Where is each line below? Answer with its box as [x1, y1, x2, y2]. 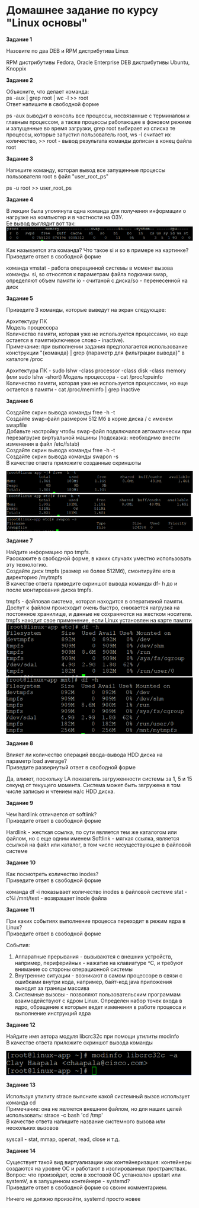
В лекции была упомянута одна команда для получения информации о [6, 207, 187, 214]
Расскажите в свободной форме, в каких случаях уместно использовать [6, 555, 192, 562]
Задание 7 [6, 537, 33, 544]
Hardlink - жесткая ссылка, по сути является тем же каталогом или [6, 828, 177, 836]
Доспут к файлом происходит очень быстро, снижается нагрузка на [6, 604, 180, 611]
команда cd [6, 1099, 36, 1106]
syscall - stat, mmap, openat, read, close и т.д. [6, 1136, 120, 1143]
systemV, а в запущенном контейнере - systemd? [6, 1178, 130, 1185]
